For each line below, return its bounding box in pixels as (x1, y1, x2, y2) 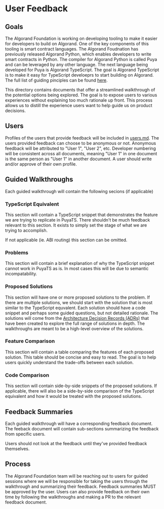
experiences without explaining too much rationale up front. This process (5, 97, 153, 103)
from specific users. (5, 431, 46, 437)
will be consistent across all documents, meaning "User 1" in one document (5, 150, 158, 156)
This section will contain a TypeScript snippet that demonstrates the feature (5, 212, 158, 218)
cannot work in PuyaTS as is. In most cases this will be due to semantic (5, 266, 149, 272)
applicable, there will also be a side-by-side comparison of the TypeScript (5, 388, 154, 394)
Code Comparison (5, 371, 49, 378)
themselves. (5, 446, 30, 452)
